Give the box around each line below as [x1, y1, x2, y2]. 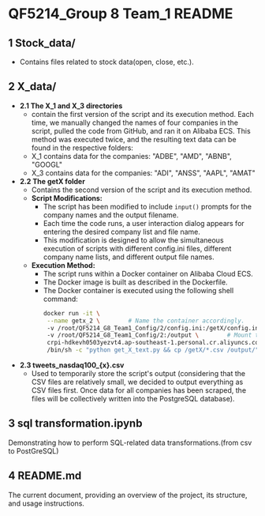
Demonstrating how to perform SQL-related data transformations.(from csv [8, 438, 252, 447]
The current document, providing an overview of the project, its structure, [8, 490, 248, 499]
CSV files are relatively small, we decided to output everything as [31, 377, 244, 387]
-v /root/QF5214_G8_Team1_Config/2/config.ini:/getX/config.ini [47, 324, 263, 332]
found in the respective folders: [31, 143, 134, 153]
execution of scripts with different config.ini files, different [43, 243, 232, 253]
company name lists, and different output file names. [43, 252, 215, 262]
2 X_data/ [8, 80, 57, 93]
